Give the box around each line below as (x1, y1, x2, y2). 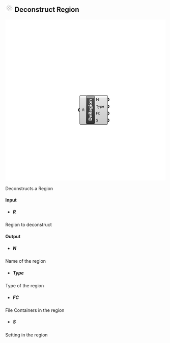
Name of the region (5, 258, 46, 264)
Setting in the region (5, 332, 48, 338)
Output (5, 233, 21, 239)
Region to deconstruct (5, 222, 52, 228)
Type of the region (5, 282, 44, 288)
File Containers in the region (5, 307, 65, 313)
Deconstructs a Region (5, 185, 53, 191)
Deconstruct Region (14, 5, 80, 14)
